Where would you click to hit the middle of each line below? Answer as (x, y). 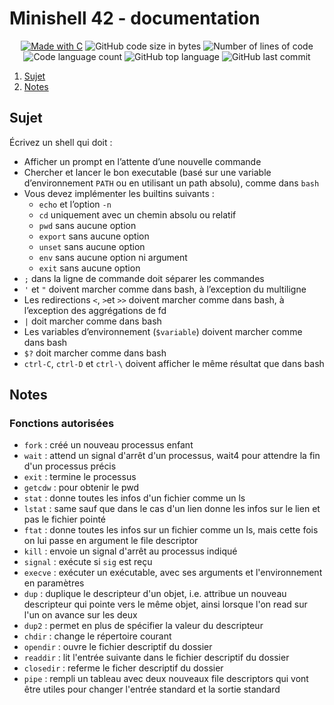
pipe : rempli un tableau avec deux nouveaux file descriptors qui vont (166, 679)
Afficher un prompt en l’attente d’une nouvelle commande (142, 161)
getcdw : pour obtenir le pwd (81, 488)
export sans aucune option (94, 236)
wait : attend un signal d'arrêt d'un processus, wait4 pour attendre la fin (172, 456)
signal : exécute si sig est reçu (88, 562)
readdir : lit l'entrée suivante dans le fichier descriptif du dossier (156, 658)
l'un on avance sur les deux (80, 615)
